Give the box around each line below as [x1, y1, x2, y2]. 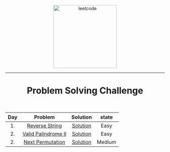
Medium [97, 138, 116, 145]
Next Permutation [23, 138, 66, 145]
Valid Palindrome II [22, 130, 67, 137]
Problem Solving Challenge [27, 85, 143, 96]
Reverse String [27, 122, 62, 129]
